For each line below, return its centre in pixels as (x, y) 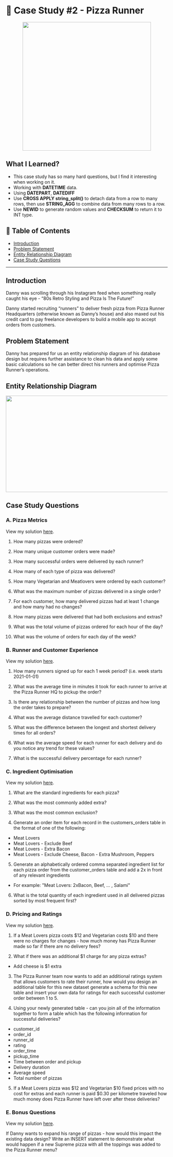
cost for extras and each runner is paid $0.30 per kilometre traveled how (90, 1093)
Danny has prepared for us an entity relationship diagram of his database (83, 353)
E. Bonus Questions (31, 1112)
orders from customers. (31, 325)
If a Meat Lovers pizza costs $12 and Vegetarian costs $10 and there (85, 935)
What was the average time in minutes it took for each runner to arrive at (90, 686)
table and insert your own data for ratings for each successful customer (89, 992)
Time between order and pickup (47, 1061)
